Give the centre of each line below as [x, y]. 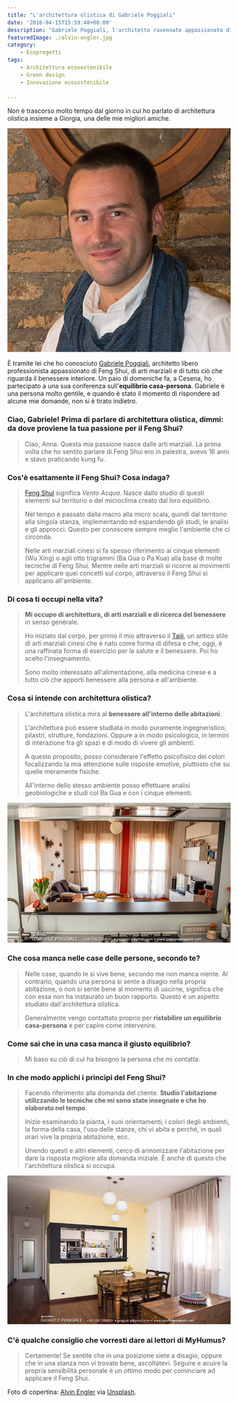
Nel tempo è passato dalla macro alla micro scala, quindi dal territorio [126, 514]
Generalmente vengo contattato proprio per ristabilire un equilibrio [123, 1017]
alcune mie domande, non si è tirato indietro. [73, 401]
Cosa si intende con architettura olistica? [79, 698]
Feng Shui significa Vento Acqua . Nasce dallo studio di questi [114, 493]
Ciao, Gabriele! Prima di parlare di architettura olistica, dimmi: [115, 420]
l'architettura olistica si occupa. [70, 1166]
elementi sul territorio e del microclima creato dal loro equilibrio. [118, 500]
